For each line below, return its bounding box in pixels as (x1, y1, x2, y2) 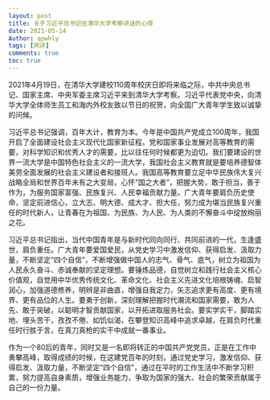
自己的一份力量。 (8, 382, 65, 392)
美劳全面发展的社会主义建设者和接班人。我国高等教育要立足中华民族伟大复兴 (8, 167, 262, 177)
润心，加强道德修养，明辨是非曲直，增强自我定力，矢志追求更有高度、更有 (8, 285, 255, 295)
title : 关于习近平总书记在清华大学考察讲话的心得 (8, 19, 153, 27)
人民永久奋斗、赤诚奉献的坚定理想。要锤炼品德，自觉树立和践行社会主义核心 (8, 265, 262, 274)
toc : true (8, 57, 42, 65)
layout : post (8, 11, 52, 20)
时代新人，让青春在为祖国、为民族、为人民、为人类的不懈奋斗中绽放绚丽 (22, 207, 262, 217)
